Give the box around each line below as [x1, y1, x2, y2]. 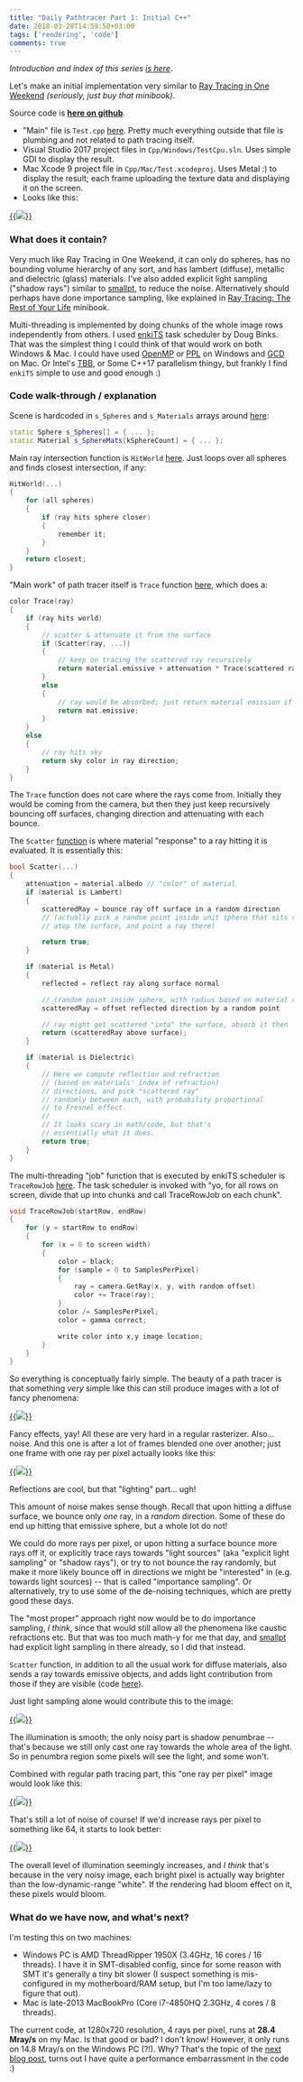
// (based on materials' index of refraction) [41, 1078, 220, 1087]
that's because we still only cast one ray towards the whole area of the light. [9, 1742, 293, 1753]
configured [22, 1977, 64, 1989]
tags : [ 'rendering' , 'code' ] [9, 30, 119, 39]
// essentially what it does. [41, 1129, 155, 1138]
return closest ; [25, 555, 87, 564]
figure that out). [22, 1987, 81, 1998]
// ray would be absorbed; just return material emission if [57, 697, 293, 706]
